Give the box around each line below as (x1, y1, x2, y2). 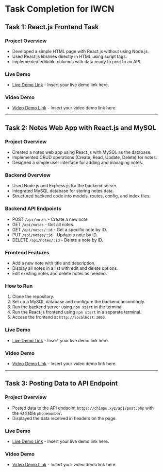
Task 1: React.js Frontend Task (5, 23, 99, 31)
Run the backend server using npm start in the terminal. (12, 304, 124, 310)
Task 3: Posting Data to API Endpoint (5, 379, 118, 387)
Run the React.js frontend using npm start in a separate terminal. (12, 309, 142, 315)
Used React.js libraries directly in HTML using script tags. (12, 53, 127, 59)
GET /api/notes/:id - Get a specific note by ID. (12, 227, 107, 232)
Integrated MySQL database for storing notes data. (12, 188, 114, 194)
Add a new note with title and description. (12, 260, 96, 266)
